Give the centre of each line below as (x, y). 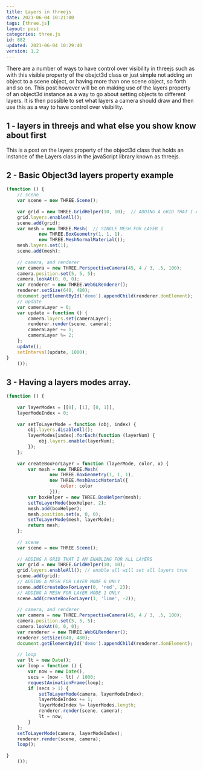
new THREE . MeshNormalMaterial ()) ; (82, 240)
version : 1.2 (23, 51)
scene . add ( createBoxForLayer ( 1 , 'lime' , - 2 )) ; (77, 598)
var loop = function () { (50, 666)
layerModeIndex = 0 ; (43, 413)
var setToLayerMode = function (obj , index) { (77, 424)
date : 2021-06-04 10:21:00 (40, 18)
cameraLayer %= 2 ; (51, 335)
